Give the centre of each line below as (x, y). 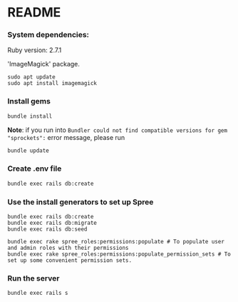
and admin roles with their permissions (68, 248)
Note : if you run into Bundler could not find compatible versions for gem (118, 130)
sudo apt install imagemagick (52, 84)
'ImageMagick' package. (44, 64)
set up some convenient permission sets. (70, 261)
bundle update (29, 151)
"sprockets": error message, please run (66, 137)
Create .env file (35, 168)
